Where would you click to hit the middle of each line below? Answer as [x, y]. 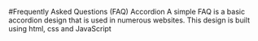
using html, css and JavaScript [60, 29]
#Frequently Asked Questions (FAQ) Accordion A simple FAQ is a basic [127, 12]
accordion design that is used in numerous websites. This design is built [129, 20]
